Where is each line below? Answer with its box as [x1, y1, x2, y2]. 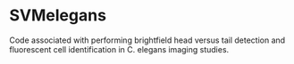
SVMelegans [9, 5, 107, 26]
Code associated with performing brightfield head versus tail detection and [9, 35, 286, 45]
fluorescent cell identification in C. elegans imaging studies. [9, 44, 230, 54]
